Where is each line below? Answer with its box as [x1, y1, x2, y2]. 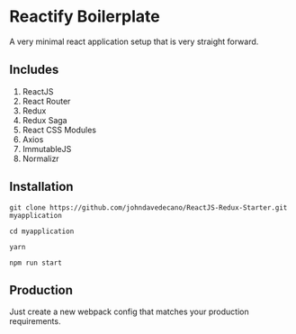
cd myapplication [9, 227, 75, 236]
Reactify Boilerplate [9, 6, 160, 27]
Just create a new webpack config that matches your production [9, 306, 249, 317]
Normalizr [22, 153, 60, 164]
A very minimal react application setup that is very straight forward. [9, 36, 259, 47]
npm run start [9, 258, 63, 267]
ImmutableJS [22, 143, 72, 154]
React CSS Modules [22, 124, 97, 135]
